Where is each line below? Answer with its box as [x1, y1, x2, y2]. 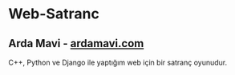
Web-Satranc [8, 5, 100, 23]
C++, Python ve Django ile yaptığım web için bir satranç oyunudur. [8, 57, 228, 67]
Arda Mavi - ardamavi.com [8, 37, 144, 50]
